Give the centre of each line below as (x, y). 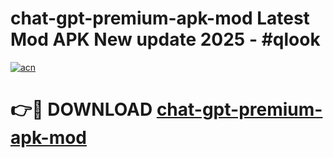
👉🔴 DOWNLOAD (81, 109)
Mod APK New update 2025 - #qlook (165, 39)
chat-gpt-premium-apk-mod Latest (160, 18)
